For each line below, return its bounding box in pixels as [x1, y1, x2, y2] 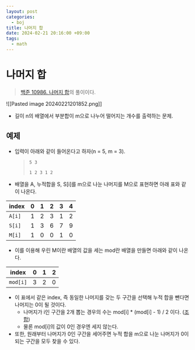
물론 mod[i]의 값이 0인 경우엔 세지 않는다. [23, 323, 119, 330]
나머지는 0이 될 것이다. [14, 301, 67, 308]
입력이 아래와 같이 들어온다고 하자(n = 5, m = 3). [14, 147, 126, 155]
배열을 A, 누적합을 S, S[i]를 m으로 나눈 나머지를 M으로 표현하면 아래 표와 [14, 181, 180, 188]
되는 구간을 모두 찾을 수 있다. [14, 337, 81, 345]
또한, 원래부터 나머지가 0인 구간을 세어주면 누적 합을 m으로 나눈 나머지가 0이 [14, 330, 189, 337]
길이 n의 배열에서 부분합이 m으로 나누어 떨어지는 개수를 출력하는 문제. [14, 112, 173, 119]
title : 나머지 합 [6, 25, 44, 31]
